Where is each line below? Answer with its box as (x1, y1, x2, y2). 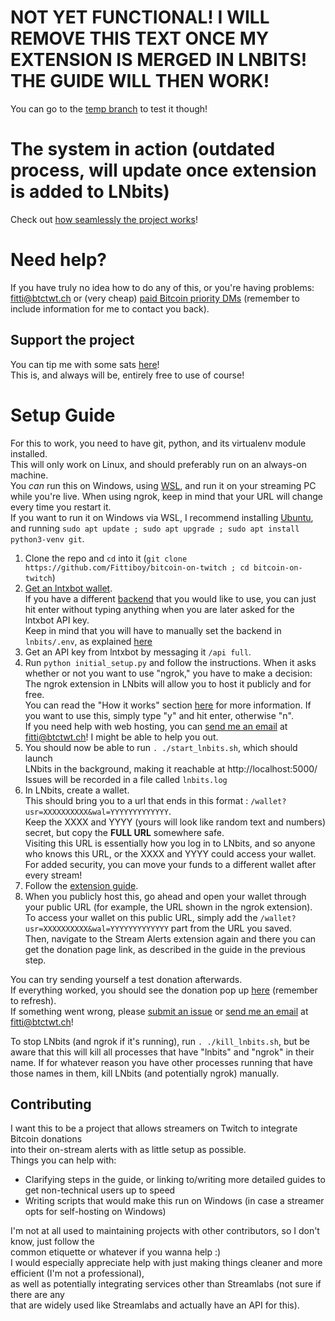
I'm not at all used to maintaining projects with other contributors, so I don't (10, 1225, 320, 1237)
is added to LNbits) (10, 181, 170, 203)
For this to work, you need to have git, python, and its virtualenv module (10, 437, 307, 449)
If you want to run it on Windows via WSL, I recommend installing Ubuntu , (10, 511, 314, 523)
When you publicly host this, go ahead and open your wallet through (24, 890, 307, 902)
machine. (10, 469, 49, 481)
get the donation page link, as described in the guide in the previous (24, 943, 306, 955)
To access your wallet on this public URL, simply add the (24, 911, 258, 923)
